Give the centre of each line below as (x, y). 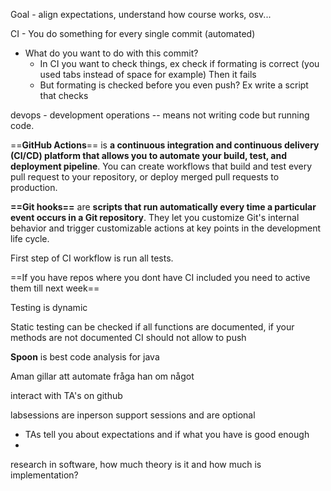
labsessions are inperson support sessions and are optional (133, 415)
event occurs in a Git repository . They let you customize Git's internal (155, 217)
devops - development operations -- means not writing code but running (160, 115)
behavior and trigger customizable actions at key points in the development (165, 228)
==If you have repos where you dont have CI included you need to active (160, 277)
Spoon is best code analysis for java (85, 357)
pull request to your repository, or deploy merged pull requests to (145, 177)
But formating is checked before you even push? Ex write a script (174, 85)
